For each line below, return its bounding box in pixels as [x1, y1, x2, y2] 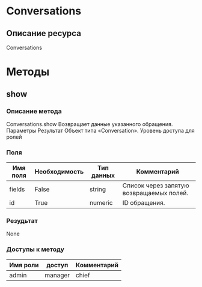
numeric [89, 199, 113, 207]
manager [44, 271, 70, 279]
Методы [6, 65, 50, 79]
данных [91, 171, 115, 180]
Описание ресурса [6, 28, 81, 38]
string [89, 185, 106, 193]
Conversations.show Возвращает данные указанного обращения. [6, 120, 173, 127]
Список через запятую [122, 181, 189, 190]
